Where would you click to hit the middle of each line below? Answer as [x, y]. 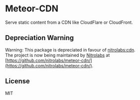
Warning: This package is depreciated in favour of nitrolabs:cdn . [70, 50]
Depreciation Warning [39, 38]
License [17, 81]
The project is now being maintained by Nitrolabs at [57, 55]
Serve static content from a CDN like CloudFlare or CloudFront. [69, 22]
